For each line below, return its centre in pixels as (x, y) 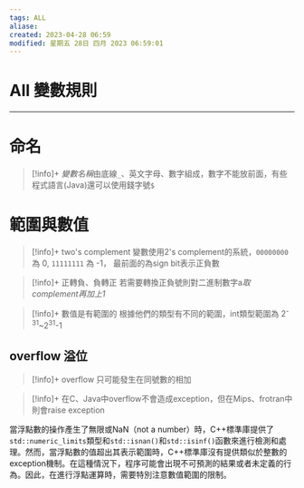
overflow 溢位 (48, 356)
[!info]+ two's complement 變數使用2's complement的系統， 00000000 (160, 252)
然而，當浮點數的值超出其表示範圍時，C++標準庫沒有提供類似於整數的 (156, 452)
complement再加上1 (68, 294)
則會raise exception (68, 410)
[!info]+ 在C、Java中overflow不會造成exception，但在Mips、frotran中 (162, 399)
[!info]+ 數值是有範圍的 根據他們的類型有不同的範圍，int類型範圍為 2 (159, 313)
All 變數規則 (53, 91)
